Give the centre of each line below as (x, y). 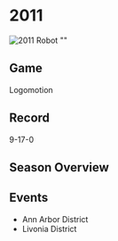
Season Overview (59, 167)
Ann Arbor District (55, 219)
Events (29, 198)
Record (30, 118)
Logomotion (31, 89)
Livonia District (49, 229)
